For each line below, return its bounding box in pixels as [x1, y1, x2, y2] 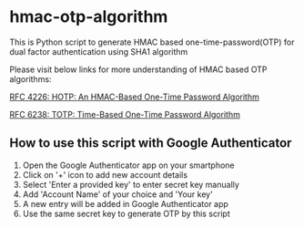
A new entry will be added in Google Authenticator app [22, 198, 229, 209]
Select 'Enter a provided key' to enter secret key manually [22, 179, 239, 190]
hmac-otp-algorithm [9, 6, 168, 27]
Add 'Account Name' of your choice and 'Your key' [22, 189, 214, 200]
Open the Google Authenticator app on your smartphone [22, 160, 235, 171]
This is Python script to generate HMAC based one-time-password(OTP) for [9, 36, 295, 47]
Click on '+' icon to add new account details [22, 169, 188, 180]
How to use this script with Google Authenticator [9, 135, 292, 151]
